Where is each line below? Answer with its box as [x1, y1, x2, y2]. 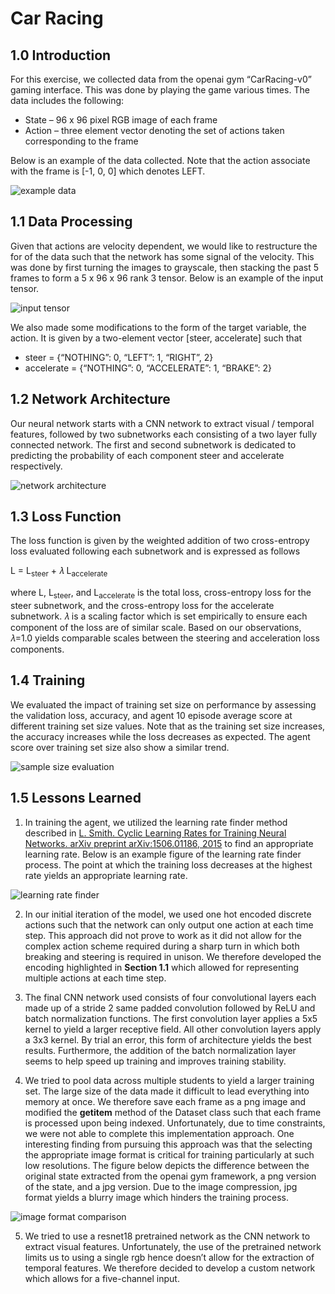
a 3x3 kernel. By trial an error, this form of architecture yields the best [24, 1033, 312, 1046]
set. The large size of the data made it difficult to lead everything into [24, 1085, 310, 1097]
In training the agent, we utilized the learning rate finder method [24, 816, 288, 828]
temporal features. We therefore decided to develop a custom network [24, 1262, 316, 1274]
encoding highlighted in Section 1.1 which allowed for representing [24, 961, 299, 973]
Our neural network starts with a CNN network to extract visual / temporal [10, 417, 315, 429]
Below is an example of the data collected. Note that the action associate [10, 155, 311, 166]
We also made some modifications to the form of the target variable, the [10, 321, 307, 333]
